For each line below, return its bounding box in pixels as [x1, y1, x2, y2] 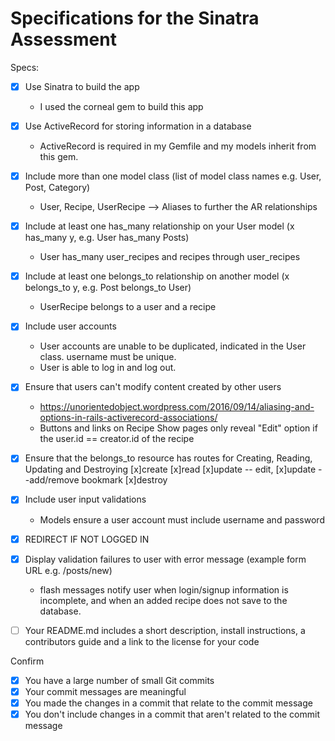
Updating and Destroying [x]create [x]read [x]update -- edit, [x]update [24, 463, 317, 476]
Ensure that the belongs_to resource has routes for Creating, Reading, [24, 452, 313, 464]
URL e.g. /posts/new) [24, 564, 113, 576]
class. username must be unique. [39, 351, 177, 363]
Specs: [10, 61, 40, 73]
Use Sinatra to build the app [24, 80, 140, 92]
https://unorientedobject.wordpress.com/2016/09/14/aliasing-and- [39, 401, 315, 413]
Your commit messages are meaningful [24, 685, 187, 697]
